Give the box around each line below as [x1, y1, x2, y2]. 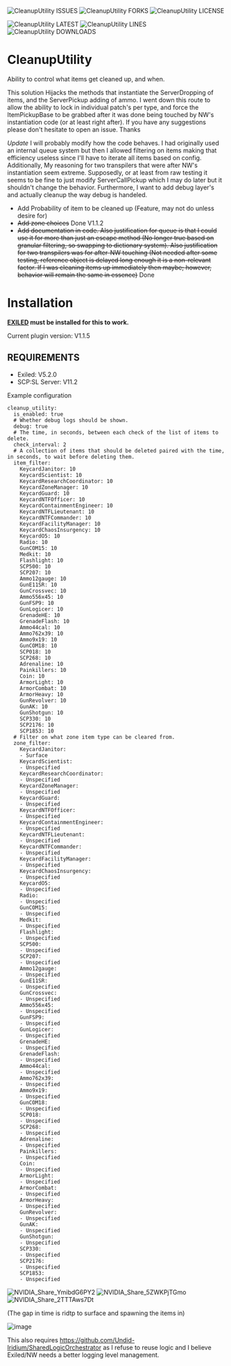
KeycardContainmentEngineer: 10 [19, 502, 113, 509]
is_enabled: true [13, 411, 64, 418]
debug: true [13, 423, 49, 430]
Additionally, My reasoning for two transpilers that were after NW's [7, 161, 198, 169]
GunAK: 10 [19, 703, 49, 710]
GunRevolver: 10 [19, 697, 67, 704]
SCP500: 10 [19, 563, 51, 570]
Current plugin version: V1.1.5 [7, 331, 90, 340]
